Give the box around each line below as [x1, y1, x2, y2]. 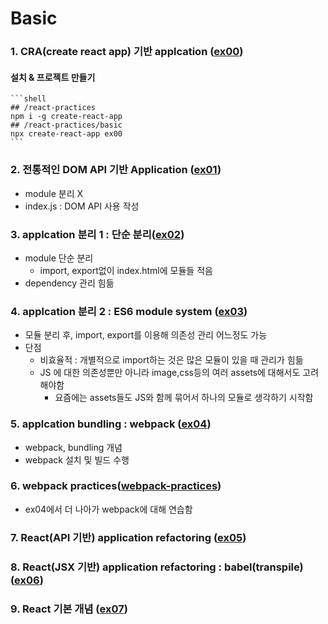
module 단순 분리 [24, 252, 94, 264]
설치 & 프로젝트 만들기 [10, 71, 96, 83]
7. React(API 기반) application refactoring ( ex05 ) [10, 530, 247, 544]
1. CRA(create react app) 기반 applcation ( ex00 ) [10, 45, 244, 59]
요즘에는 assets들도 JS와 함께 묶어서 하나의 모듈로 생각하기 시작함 [54, 392, 314, 404]
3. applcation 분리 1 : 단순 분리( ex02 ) [10, 227, 185, 241]
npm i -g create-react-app [10, 112, 123, 122]
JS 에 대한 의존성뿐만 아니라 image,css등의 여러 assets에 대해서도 [39, 367, 301, 379]
